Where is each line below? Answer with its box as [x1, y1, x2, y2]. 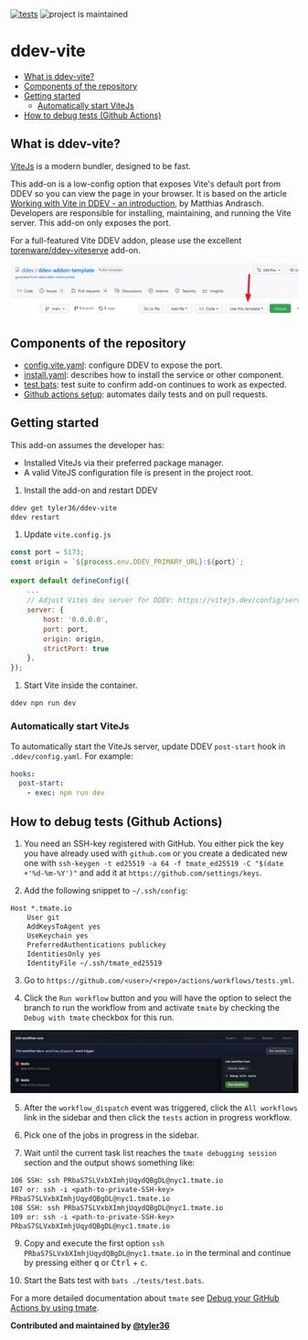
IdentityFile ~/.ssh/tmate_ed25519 [27, 959, 163, 968]
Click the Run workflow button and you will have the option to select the [23, 992, 292, 1003]
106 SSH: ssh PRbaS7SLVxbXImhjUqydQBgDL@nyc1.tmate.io [10, 1176, 224, 1185]
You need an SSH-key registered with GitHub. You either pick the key [23, 838, 284, 849]
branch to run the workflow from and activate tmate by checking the [23, 1002, 281, 1013]
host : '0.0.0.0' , [43, 615, 109, 624]
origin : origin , [43, 634, 105, 644]
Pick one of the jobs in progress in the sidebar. [23, 1130, 199, 1141]
